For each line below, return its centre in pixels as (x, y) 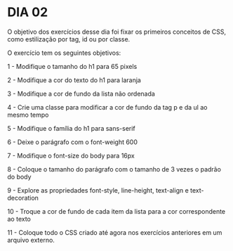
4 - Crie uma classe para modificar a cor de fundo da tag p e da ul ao (107, 107)
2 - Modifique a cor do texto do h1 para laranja (74, 80)
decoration (23, 198)
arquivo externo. (31, 240)
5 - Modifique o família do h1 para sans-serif (71, 128)
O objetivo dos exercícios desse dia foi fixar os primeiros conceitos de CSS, (117, 32)
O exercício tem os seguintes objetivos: (64, 53)
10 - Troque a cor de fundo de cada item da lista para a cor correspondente (116, 211)
